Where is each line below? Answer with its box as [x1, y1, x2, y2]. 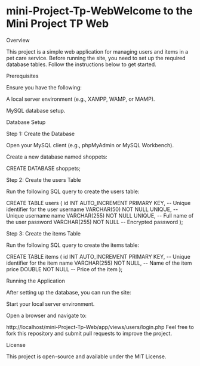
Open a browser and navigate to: [6, 312, 87, 319]
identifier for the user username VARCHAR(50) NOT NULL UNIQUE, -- [6, 206, 179, 213]
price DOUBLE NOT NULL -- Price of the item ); [6, 265, 123, 272]
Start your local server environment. [6, 300, 95, 308]
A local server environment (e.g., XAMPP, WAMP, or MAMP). [6, 95, 155, 103]
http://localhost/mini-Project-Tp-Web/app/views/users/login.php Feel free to [6, 323, 194, 330]
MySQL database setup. [6, 107, 66, 114]
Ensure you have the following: [6, 83, 82, 91]
